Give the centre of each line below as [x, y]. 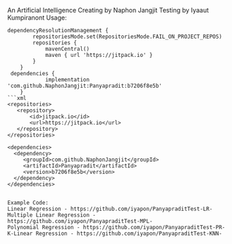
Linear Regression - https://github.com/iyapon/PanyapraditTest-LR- [110, 209]
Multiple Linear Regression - [52, 215]
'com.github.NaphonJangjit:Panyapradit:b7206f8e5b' [85, 86]
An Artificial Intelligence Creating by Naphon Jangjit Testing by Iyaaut [108, 10]
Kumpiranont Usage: [37, 18]
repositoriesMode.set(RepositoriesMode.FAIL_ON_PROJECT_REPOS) [127, 37]
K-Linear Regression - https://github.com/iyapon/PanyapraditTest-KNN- [115, 233]
